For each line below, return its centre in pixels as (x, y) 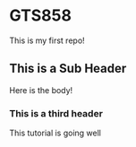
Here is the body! (41, 90)
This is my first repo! (47, 40)
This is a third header (56, 113)
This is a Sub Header (68, 69)
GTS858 (40, 16)
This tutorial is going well (55, 133)
